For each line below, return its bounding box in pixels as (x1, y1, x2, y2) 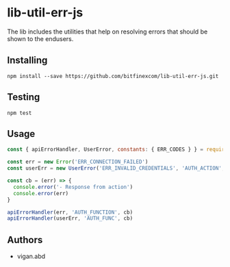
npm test (7, 110, 32, 116)
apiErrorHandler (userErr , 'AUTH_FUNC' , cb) (7, 215, 133, 222)
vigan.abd (16, 252, 46, 261)
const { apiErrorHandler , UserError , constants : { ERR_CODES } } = (7, 146, 204, 153)
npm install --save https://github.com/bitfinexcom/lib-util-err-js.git (7, 73, 219, 79)
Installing (7, 55, 48, 66)
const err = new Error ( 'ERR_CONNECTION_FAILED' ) (7, 159, 149, 166)
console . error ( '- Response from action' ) (13, 183, 133, 190)
